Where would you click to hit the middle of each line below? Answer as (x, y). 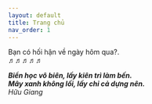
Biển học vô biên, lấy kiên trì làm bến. (70, 76)
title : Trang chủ (36, 23)
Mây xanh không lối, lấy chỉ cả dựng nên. (76, 84)
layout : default (34, 15)
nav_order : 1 (29, 30)
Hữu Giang (25, 92)
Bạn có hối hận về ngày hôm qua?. (64, 52)
